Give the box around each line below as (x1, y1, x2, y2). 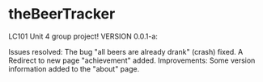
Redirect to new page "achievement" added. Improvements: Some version (8, 55, 256, 65)
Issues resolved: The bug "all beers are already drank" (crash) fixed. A (8, 47, 244, 56)
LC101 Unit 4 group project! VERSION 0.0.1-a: (8, 31, 158, 41)
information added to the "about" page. (8, 64, 140, 73)
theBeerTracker (8, 5, 116, 23)
